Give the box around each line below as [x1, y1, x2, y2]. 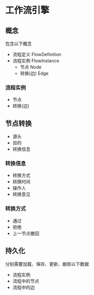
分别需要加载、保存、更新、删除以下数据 [5, 261, 89, 267]
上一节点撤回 [12, 230, 39, 236]
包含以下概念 [5, 41, 32, 46]
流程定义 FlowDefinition [12, 52, 62, 57]
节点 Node [20, 64, 42, 70]
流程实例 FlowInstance [12, 58, 59, 64]
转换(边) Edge [20, 70, 49, 76]
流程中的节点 [12, 278, 39, 284]
